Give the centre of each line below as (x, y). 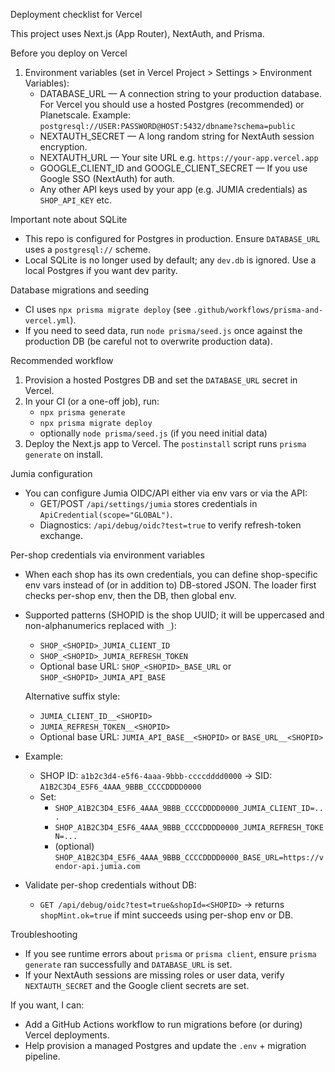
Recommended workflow (62, 360)
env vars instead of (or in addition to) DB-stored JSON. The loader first (170, 585)
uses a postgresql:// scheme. (88, 249)
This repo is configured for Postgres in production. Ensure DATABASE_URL (172, 238)
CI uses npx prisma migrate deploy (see (108, 309)
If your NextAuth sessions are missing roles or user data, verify (154, 975)
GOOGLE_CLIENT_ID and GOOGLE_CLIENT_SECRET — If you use (173, 168)
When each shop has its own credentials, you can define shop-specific (171, 574)
